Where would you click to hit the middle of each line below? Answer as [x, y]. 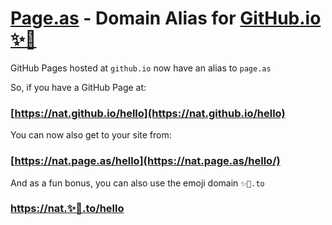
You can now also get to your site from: [91, 135]
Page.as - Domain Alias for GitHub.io [166, 18]
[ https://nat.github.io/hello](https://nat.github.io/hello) [148, 113]
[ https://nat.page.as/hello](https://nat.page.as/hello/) [145, 161]
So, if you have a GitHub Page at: [78, 87]
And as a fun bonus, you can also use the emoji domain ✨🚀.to [137, 183]
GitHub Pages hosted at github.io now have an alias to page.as [141, 68]
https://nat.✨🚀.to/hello [67, 209]
